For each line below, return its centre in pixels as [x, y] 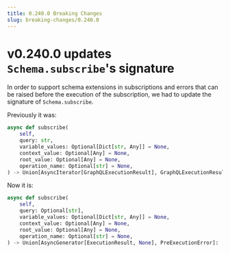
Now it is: [20, 185]
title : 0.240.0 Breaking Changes [55, 13]
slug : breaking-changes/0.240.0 [53, 20]
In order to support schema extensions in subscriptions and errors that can [113, 87]
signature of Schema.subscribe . [50, 102]
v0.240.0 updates [59, 54]
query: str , [36, 141]
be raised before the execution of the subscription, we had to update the [110, 95]
